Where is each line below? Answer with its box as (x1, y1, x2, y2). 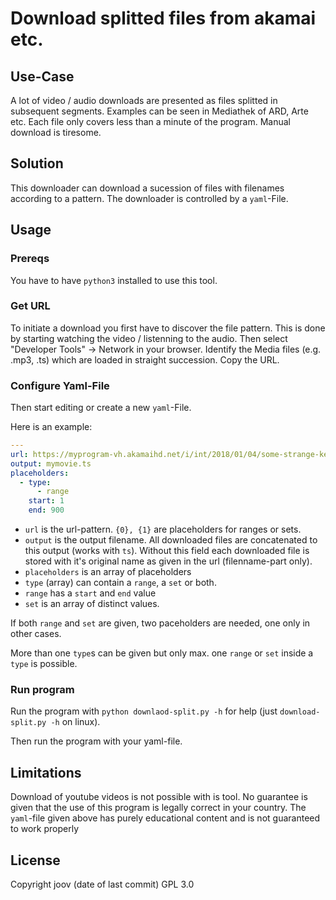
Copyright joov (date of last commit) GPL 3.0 (10, 878, 195, 891)
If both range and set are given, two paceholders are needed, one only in (10, 617, 311, 629)
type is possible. (10, 658, 78, 670)
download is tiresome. (10, 127, 102, 138)
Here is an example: (10, 421, 93, 433)
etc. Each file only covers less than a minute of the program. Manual (10, 116, 292, 127)
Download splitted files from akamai (10, 7, 317, 30)
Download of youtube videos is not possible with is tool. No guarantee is (10, 791, 308, 803)
